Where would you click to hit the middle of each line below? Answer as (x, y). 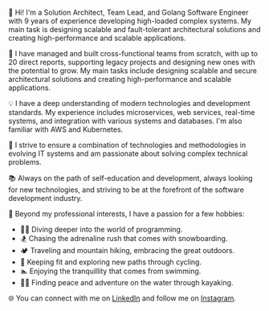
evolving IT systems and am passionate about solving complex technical (128, 153)
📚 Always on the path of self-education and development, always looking (130, 178)
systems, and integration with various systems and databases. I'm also (125, 121)
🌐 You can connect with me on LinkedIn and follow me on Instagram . (122, 298)
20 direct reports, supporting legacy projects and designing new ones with (132, 62)
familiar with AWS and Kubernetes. (66, 129)
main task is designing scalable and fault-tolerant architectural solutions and (134, 29)
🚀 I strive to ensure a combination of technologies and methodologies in (127, 145)
